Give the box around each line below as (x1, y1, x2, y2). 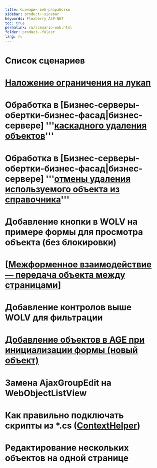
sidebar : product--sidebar (5, 12, 59, 17)
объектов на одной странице (5, 452, 129, 464)
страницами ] (5, 280, 61, 290)
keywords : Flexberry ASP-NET (5, 16, 64, 21)
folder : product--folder (5, 30, 55, 34)
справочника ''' (5, 194, 70, 205)
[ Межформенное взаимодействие (5, 259, 152, 270)
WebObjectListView (5, 387, 87, 399)
